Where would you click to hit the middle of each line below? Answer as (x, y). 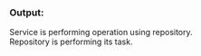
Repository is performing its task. (71, 42)
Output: (27, 13)
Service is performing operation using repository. (101, 33)
